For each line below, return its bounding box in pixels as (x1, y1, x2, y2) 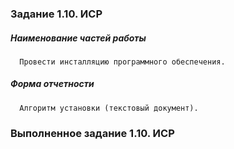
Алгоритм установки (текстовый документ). (19, 103, 199, 113)
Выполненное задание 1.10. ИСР (10, 126, 175, 140)
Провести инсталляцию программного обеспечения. (19, 57, 226, 67)
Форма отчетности (10, 78, 95, 90)
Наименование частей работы (10, 32, 147, 44)
